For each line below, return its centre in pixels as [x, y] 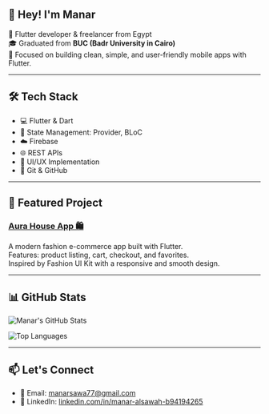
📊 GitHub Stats [47, 297]
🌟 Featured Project [55, 203]
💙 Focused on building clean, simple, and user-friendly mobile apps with [127, 54]
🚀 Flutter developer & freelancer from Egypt [80, 34]
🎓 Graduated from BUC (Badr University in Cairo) [92, 43]
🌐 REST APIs [41, 152]
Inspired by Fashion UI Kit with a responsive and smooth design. [114, 263]
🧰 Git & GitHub [44, 170]
